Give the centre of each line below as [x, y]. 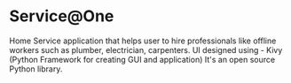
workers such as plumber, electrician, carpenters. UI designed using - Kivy [146, 49]
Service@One [62, 16]
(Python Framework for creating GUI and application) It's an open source [142, 59]
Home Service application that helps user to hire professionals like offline [143, 41]
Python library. [36, 69]
